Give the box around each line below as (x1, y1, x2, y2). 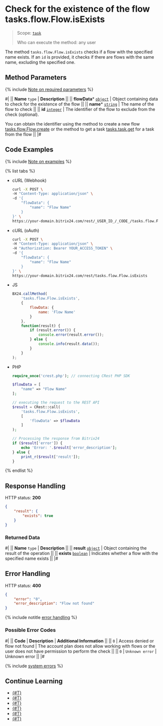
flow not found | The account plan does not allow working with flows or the (5, 643, 156, 649)
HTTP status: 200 (5, 495, 41, 501)
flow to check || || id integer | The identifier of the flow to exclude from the (5, 106, 156, 112)
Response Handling (5, 482, 66, 490)
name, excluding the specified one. (5, 59, 75, 65)
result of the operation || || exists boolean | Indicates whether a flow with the (5, 550, 158, 556)
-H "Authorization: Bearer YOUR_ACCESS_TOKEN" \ (12, 246, 113, 251)
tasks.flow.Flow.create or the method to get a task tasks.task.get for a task (5, 126, 154, 132)
